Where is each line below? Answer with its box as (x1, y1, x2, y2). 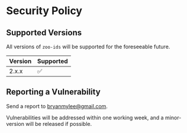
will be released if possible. (25, 120, 92, 127)
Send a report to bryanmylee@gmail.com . (6, 102, 108, 109)
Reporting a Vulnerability (6, 87, 101, 97)
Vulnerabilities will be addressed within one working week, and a (6, 114, 164, 121)
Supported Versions (6, 28, 82, 38)
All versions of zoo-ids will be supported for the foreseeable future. (6, 43, 170, 50)
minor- (165, 114, 182, 121)
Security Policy (6, 4, 83, 18)
